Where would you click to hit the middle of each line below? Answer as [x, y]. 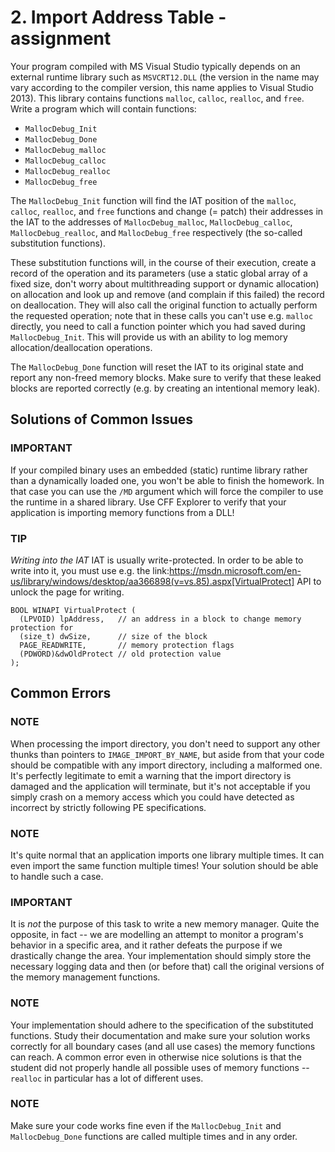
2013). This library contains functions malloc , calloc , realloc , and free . [157, 98]
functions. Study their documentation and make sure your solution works [160, 1035]
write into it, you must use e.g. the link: [90, 570]
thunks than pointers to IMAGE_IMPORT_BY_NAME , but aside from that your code [167, 754]
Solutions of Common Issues [102, 419]
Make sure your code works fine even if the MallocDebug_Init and [146, 1125]
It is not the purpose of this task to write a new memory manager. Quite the [165, 924]
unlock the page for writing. [67, 592]
